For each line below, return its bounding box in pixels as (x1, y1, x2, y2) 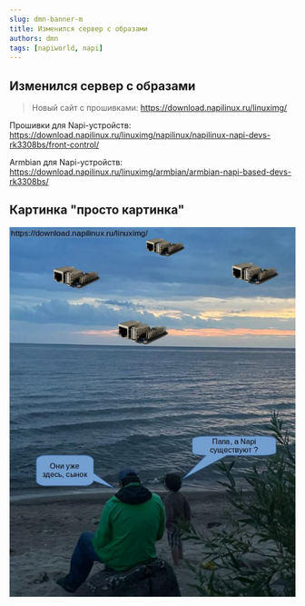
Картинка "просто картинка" (9, 203, 185, 218)
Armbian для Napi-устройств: (9, 157, 123, 168)
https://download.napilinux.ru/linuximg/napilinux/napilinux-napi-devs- (9, 130, 271, 141)
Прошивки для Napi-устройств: (9, 120, 132, 131)
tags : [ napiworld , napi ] (9, 44, 103, 53)
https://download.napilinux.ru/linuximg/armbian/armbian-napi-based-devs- (9, 166, 292, 177)
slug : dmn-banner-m (9, 15, 84, 24)
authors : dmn (9, 34, 59, 43)
